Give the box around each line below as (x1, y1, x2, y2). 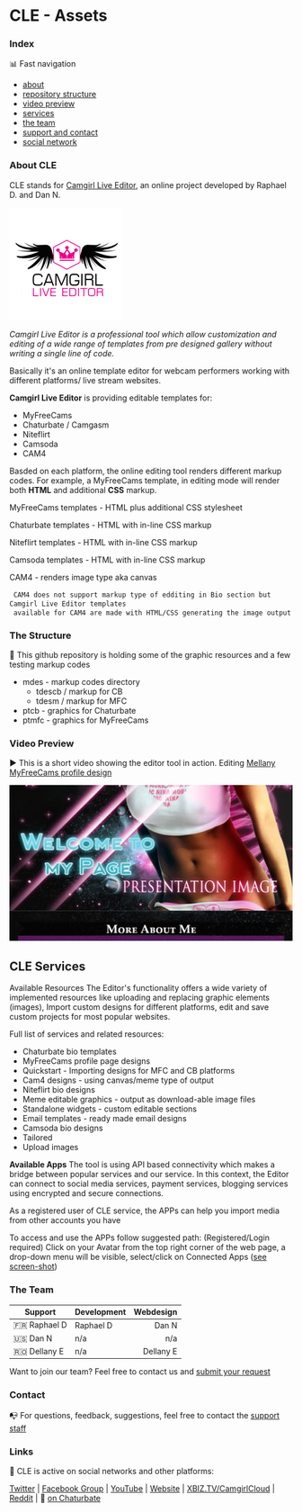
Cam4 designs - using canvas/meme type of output (22, 1075, 214, 1085)
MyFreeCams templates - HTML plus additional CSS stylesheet (9, 501, 243, 513)
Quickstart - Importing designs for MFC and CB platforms (22, 1066, 235, 1076)
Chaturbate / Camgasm (22, 419, 110, 430)
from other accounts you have (9, 1215, 121, 1226)
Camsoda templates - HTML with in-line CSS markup (9, 554, 206, 565)
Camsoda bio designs (22, 1122, 103, 1134)
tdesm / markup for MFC (35, 696, 128, 706)
